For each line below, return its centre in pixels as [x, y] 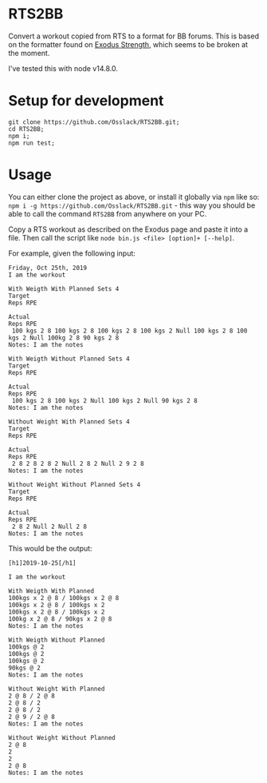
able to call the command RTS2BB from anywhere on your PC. [108, 213]
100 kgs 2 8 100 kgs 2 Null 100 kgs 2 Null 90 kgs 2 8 [104, 400]
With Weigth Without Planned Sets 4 [69, 359]
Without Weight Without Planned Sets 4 [75, 484]
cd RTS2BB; [26, 129]
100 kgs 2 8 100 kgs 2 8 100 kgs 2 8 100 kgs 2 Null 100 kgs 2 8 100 [130, 331]
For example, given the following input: [72, 253]
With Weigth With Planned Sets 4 [64, 288]
